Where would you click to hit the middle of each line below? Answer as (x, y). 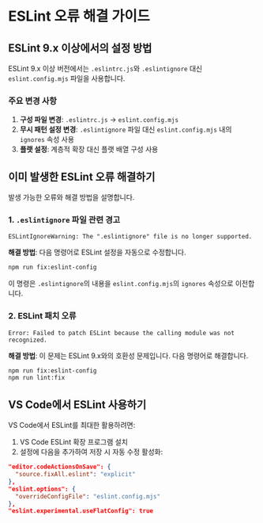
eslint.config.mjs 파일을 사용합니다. (67, 78)
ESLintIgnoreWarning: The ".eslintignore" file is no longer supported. (130, 237)
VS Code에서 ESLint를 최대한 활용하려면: (72, 426)
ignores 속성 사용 (47, 139)
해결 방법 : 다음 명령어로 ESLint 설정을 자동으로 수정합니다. (97, 252)
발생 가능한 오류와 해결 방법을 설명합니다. (71, 197)
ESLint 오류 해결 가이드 (79, 16)
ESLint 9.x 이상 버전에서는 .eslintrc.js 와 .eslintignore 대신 (105, 69)
